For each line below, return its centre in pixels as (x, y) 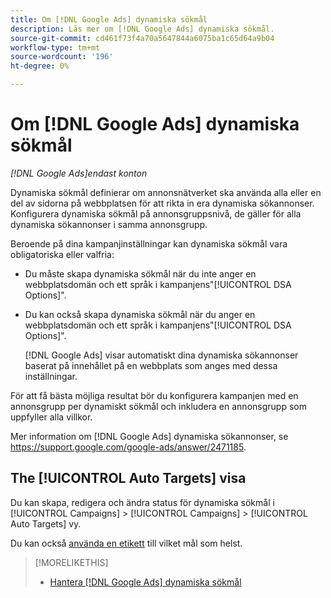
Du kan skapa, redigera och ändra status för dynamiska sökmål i (142, 502)
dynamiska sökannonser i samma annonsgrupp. (109, 224)
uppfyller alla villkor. (51, 417)
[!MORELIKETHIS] (71, 562)
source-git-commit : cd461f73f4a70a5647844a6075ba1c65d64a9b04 (142, 38)
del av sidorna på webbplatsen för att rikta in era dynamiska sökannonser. (162, 203)
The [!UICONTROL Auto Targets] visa (128, 478)
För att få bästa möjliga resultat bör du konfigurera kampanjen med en (154, 395)
